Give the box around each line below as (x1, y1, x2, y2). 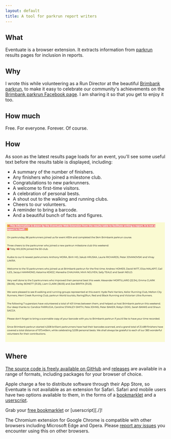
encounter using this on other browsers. (5, 428, 90, 434)
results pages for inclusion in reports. (5, 52, 84, 58)
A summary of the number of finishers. (12, 168, 94, 175)
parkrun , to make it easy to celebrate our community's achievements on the (5, 86, 165, 92)
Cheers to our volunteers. (12, 201, 67, 207)
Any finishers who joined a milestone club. (12, 174, 102, 180)
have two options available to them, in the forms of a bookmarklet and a (5, 392, 156, 398)
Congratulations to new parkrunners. (12, 179, 90, 186)
